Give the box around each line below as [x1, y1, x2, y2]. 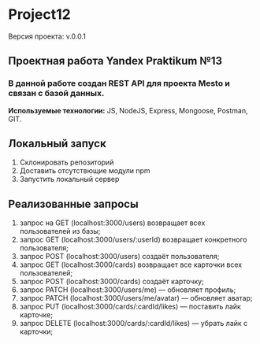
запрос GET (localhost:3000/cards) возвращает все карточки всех [19, 260, 243, 269]
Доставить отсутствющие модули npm [19, 166, 151, 176]
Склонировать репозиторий [19, 157, 114, 167]
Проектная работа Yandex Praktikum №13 [8, 54, 223, 68]
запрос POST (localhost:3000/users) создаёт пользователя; [19, 252, 220, 261]
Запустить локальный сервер [19, 175, 120, 184]
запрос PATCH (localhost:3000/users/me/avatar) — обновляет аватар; [19, 294, 253, 303]
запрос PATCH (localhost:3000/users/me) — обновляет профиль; [19, 285, 236, 294]
